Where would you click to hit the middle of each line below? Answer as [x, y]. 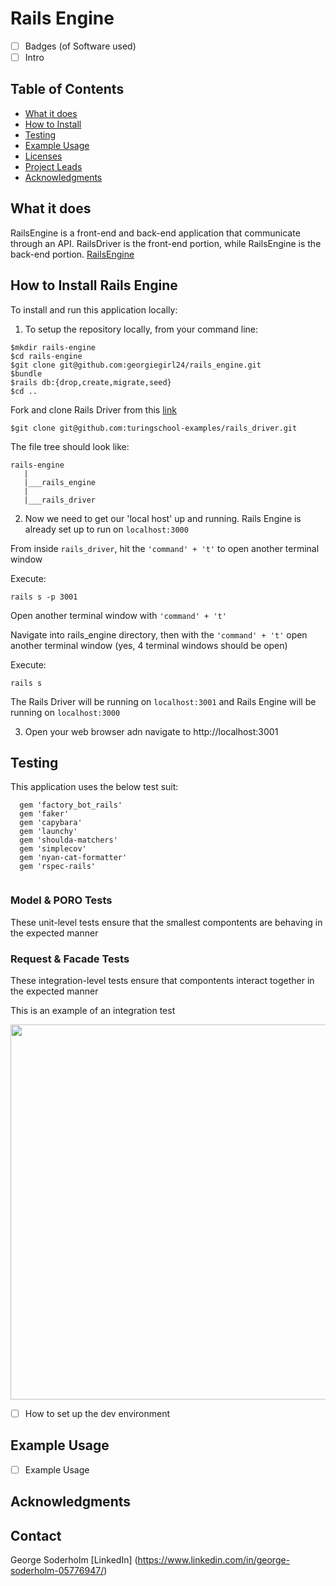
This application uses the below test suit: [94, 787]
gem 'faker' [44, 814]
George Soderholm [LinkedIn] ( [74, 1560]
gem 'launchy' [48, 832]
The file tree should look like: [70, 446]
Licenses [43, 156]
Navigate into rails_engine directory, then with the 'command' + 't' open [159, 634]
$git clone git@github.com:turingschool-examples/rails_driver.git [154, 428]
